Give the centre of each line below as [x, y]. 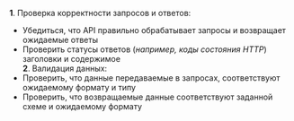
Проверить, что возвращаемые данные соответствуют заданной [147, 97]
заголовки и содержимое [71, 59]
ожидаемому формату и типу [79, 87]
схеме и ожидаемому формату [82, 106]
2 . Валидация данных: [65, 68]
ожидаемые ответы [60, 40]
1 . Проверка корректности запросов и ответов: [100, 13]
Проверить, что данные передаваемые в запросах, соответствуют [151, 78]
